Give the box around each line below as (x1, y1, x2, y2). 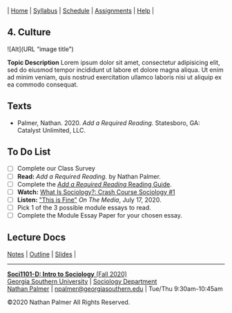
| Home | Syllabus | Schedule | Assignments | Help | (7, 7, 154, 15)
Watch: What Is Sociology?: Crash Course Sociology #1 (17, 187, 175, 196)
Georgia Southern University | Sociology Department (7, 277, 157, 285)
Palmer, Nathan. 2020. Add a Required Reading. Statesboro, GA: (17, 118, 200, 127)
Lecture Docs (7, 231, 66, 243)
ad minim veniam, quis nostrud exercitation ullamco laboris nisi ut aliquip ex (7, 73, 222, 81)
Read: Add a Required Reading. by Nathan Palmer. (17, 172, 161, 180)
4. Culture (7, 26, 51, 38)
